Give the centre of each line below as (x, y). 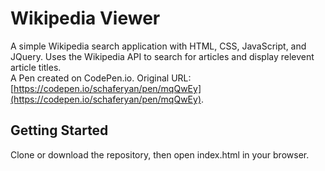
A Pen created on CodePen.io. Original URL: (101, 78)
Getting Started (59, 130)
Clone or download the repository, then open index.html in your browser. (160, 154)
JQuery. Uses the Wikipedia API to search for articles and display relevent (162, 56)
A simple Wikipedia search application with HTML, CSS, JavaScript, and (158, 46)
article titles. (36, 67)
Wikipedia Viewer (85, 18)
